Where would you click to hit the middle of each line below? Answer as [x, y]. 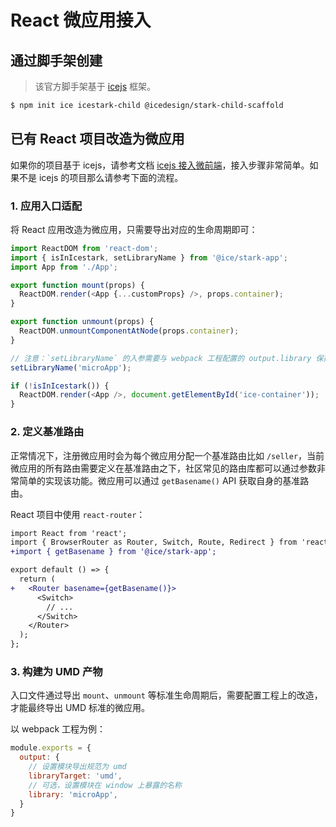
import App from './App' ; [64, 267]
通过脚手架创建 [56, 60]
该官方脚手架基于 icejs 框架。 [95, 86]
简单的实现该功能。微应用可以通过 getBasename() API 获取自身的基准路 [164, 480]
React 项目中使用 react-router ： [78, 514]
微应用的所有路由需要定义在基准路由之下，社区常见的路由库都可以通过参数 [163, 468]
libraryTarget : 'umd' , [75, 776]
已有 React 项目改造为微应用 [97, 139]
